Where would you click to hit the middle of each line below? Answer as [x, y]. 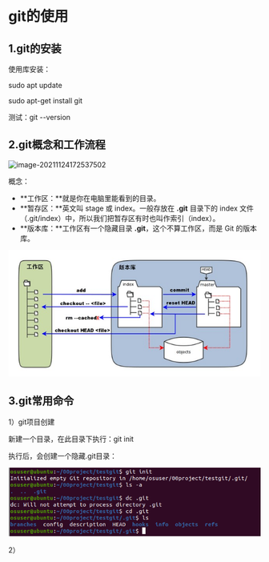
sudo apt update [35, 85]
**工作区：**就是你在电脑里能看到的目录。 [90, 198]
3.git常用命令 [41, 401]
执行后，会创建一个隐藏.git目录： [63, 456]
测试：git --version [39, 117]
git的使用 [38, 16]
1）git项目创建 [32, 422]
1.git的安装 [35, 48]
